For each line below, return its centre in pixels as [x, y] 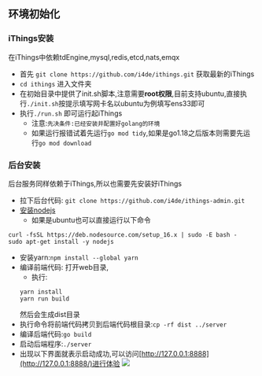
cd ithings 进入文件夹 [55, 83]
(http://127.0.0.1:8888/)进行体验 [70, 363]
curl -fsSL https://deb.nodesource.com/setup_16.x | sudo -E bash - [123, 234]
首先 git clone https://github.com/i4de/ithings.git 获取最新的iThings [137, 74]
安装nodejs [37, 210]
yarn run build [44, 299]
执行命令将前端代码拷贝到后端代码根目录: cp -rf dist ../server [123, 324]
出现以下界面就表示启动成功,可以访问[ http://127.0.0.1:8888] [114, 353]
